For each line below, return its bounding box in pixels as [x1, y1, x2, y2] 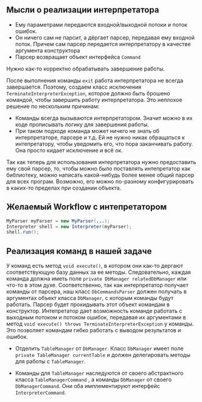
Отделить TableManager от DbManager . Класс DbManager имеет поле [15, 345, 184, 352]
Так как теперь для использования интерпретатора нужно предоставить [6, 158, 197, 166]
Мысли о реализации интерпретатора [6, 5, 159, 15]
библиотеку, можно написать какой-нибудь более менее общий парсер [6, 171, 195, 179]
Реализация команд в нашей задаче [6, 246, 152, 256]
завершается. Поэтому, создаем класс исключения [6, 83, 142, 90]
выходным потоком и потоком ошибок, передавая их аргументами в [6, 314, 186, 321]
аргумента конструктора [15, 47, 80, 54]
